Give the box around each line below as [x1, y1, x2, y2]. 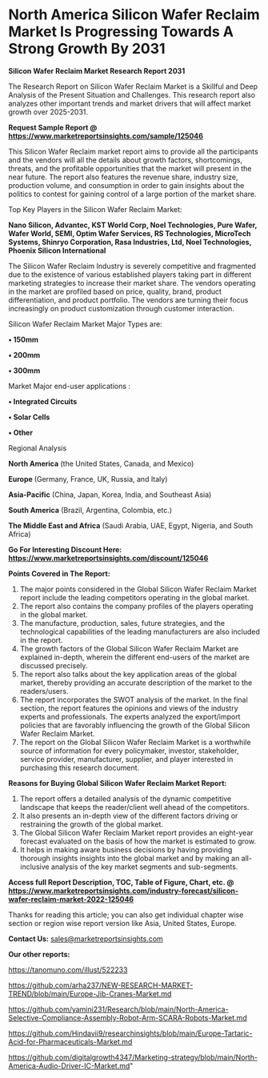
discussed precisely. [19, 660, 88, 670]
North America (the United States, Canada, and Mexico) [8, 459, 194, 468]
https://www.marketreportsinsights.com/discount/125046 [8, 553, 209, 563]
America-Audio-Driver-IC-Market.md [8, 1060, 130, 1070]
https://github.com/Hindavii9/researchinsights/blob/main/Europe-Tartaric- [8, 1028, 254, 1038]
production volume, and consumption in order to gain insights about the [8, 180, 245, 190]
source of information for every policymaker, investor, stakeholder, [19, 746, 239, 755]
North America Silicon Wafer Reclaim [8, 6, 260, 24]
